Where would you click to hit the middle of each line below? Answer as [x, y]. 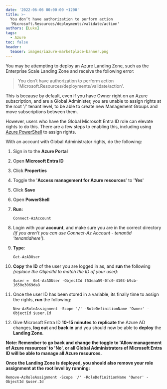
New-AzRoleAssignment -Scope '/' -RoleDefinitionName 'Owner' [79, 309]
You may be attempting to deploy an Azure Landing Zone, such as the [77, 66]
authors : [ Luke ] [22, 28]
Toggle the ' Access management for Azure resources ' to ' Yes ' [78, 180]
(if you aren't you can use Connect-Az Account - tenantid [72, 233]
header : [14, 47]
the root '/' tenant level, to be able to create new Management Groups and [82, 106]
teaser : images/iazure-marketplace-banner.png [59, 51]
